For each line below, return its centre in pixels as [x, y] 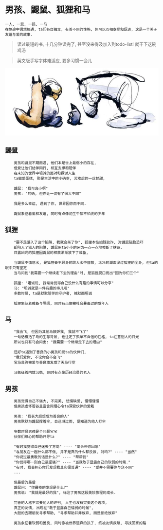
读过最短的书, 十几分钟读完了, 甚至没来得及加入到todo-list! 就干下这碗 [87, 44]
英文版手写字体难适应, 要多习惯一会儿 [54, 60]
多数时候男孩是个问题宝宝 [36, 432]
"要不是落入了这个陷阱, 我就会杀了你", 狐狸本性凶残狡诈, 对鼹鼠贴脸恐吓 [79, 242]
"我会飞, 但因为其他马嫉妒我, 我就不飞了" [51, 332]
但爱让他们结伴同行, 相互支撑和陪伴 [45, 168]
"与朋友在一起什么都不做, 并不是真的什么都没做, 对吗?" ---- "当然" [75, 452]
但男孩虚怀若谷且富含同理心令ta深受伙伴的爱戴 [54, 406]
